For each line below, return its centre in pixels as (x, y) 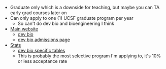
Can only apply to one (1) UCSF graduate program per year (72, 18)
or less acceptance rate (42, 61)
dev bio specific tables (41, 50)
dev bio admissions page (44, 40)
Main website (24, 29)
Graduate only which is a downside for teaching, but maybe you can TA (85, 7)
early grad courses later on (38, 13)
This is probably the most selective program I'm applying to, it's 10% (89, 56)
